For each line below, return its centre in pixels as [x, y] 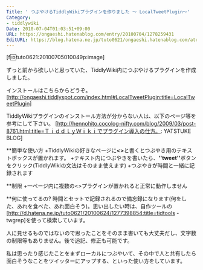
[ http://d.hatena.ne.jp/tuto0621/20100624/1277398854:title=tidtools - [93, 213]
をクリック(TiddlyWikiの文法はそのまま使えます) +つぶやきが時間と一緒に [98, 166]
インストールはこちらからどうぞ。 [49, 90]
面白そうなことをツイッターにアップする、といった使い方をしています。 [96, 261]
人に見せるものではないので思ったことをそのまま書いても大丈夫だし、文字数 [101, 233]
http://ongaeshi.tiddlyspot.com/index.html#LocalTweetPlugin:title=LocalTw [101, 97]
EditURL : [17, 40]
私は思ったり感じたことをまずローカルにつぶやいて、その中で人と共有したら [101, 253]
